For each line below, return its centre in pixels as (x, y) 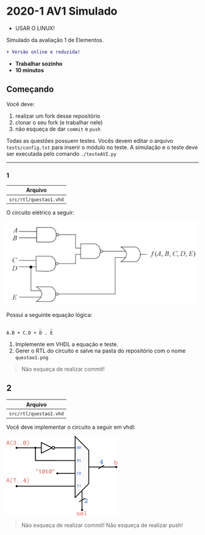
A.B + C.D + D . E (30, 333)
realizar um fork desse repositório (58, 116)
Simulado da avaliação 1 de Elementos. (55, 40)
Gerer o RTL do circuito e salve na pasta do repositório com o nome (100, 351)
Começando (30, 89)
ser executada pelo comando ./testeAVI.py (62, 153)
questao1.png (32, 358)
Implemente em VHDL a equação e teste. (67, 344)
